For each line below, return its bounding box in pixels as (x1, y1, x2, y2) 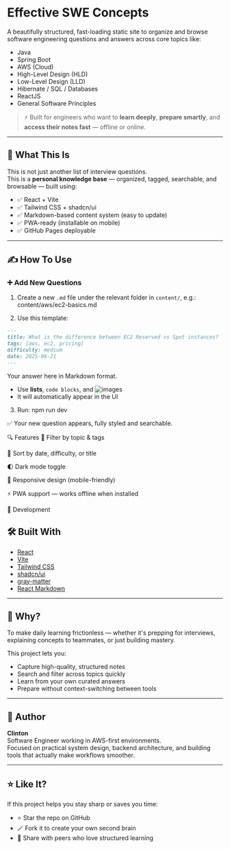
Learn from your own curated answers (16, 677, 125, 686)
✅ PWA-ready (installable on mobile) (16, 218, 120, 227)
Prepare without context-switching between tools (16, 685, 157, 693)
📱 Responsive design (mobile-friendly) (7, 475, 116, 484)
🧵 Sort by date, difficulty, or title (7, 449, 97, 457)
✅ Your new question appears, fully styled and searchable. (7, 419, 173, 427)
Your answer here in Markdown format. (7, 372, 118, 380)
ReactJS (16, 91, 41, 100)
